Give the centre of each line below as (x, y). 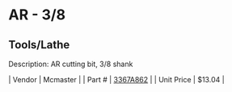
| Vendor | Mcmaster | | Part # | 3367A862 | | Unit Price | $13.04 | (116, 79)
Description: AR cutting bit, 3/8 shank (71, 64)
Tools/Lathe (39, 45)
